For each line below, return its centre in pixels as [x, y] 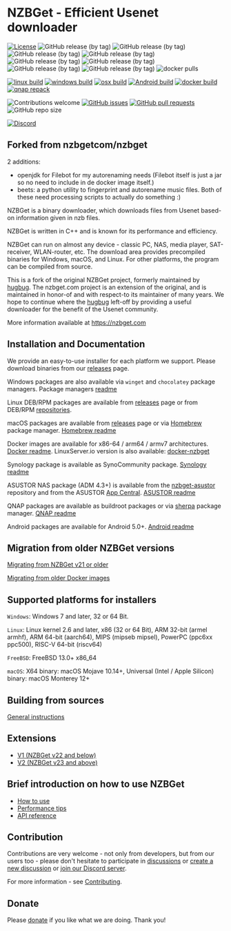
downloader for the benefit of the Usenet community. [83, 309]
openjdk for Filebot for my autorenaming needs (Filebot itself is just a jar [119, 175]
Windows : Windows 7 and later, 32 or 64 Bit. [68, 616]
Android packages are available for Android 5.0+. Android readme [101, 527]
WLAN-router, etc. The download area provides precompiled [119, 252]
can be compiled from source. [50, 266]
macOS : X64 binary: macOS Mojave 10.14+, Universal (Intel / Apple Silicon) [111, 672]
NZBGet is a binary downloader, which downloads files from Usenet [103, 210]
